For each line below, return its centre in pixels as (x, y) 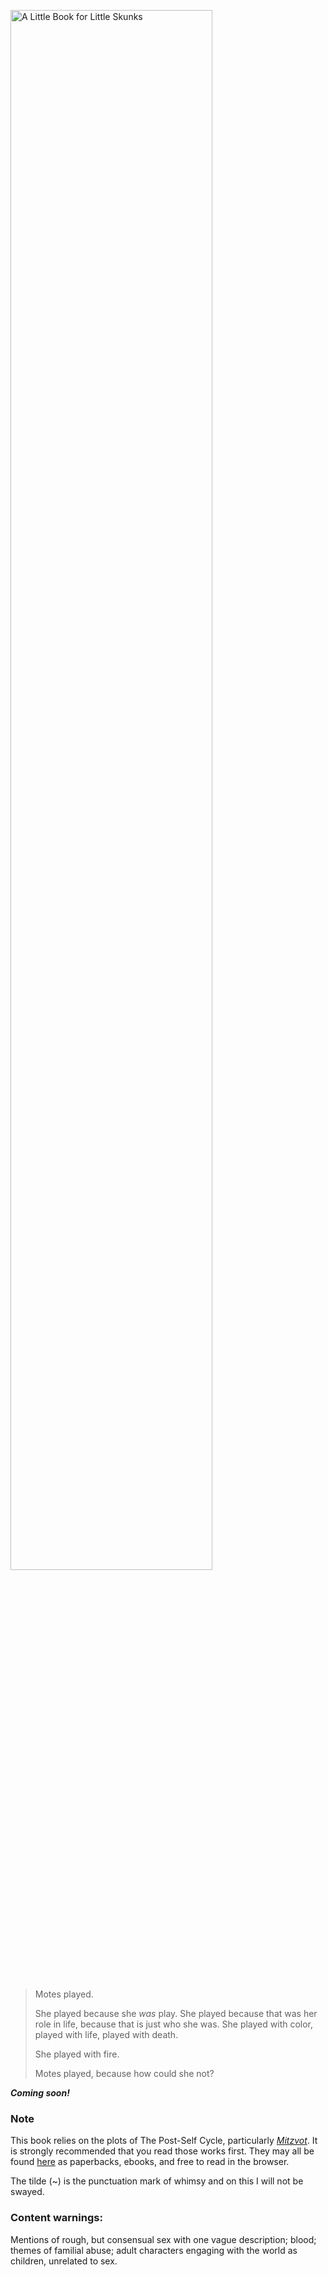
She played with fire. (77, 2054)
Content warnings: (56, 2218)
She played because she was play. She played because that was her (176, 2013)
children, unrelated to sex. (64, 2261)
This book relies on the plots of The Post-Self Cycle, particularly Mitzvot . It (164, 2141)
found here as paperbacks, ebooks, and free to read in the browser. (150, 2162)
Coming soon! (40, 2093)
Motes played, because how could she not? (124, 2073)
